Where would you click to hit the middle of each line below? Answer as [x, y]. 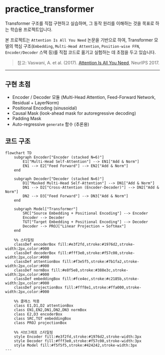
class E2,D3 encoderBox [38, 314]
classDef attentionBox [37, 261]
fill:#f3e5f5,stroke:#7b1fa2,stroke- [101, 261]
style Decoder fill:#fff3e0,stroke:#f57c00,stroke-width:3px [78, 341]
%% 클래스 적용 [27, 301]
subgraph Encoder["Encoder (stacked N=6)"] [59, 157]
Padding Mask [27, 118]
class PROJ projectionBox [41, 323]
